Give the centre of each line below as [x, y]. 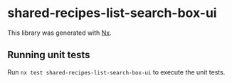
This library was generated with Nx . [59, 33]
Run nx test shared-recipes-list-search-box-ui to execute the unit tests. [116, 72]
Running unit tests [49, 55]
